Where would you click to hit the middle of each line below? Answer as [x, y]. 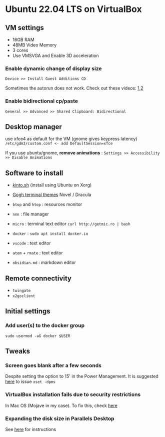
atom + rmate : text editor [38, 253]
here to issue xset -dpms [30, 381]
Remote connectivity [38, 278]
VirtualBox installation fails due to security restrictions [73, 394]
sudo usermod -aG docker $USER [38, 336]
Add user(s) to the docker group [45, 325]
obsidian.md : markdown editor [44, 262]
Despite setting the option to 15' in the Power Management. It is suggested [82, 376]
